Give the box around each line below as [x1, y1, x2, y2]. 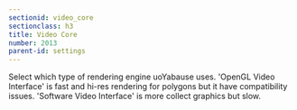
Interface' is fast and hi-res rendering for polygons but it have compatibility [8, 81, 288, 92]
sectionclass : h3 [8, 22, 74, 31]
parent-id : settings [8, 47, 87, 56]
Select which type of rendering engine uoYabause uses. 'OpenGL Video [8, 71, 275, 82]
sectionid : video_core [8, 13, 94, 23]
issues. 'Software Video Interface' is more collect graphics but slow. [8, 91, 262, 102]
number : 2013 [8, 38, 58, 48]
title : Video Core [8, 30, 78, 39]
